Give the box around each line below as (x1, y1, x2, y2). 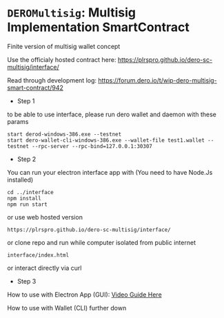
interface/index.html (7, 251, 70, 259)
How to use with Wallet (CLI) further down (7, 304, 127, 312)
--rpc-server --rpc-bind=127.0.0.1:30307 (32, 142, 153, 149)
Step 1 (17, 96, 35, 105)
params (7, 117, 29, 125)
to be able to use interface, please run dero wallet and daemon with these (7, 110, 217, 118)
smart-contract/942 (7, 83, 64, 92)
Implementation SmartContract (7, 19, 190, 35)
